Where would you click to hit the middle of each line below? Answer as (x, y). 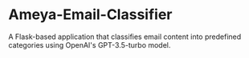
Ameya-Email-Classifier (90, 15)
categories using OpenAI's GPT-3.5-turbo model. (90, 44)
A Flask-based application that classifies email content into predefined (125, 37)
